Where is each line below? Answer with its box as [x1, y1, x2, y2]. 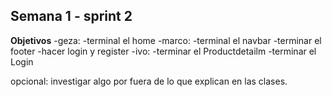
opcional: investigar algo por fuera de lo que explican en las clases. [10, 75, 288, 87]
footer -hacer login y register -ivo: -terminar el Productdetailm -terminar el [10, 45, 317, 57]
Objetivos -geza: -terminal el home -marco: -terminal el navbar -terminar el [10, 34, 322, 46]
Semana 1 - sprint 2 [10, 8, 133, 25]
